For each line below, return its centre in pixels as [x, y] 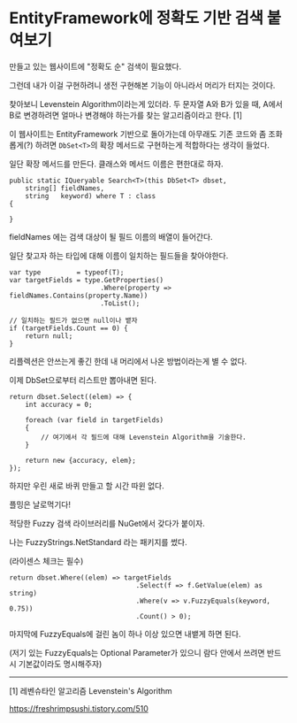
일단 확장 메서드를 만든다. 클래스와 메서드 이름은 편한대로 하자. [116, 164]
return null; [49, 336]
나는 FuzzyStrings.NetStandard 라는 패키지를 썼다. [98, 542]
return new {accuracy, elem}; [81, 460]
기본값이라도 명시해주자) [60, 664]
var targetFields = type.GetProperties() [87, 280]
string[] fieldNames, [65, 188]
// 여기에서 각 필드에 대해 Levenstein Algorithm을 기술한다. [144, 437]
